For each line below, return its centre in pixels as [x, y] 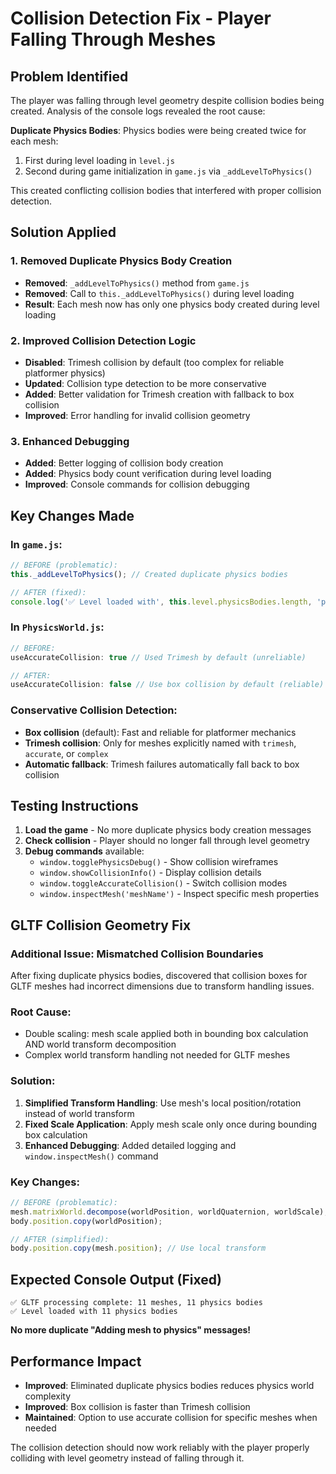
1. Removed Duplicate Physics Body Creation [121, 261]
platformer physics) [65, 373]
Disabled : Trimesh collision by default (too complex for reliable [154, 362]
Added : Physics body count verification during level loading [148, 474]
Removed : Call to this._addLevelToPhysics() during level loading [159, 293]
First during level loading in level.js [99, 160]
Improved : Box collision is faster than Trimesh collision [137, 1406]
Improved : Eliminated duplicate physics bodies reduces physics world [169, 1385]
